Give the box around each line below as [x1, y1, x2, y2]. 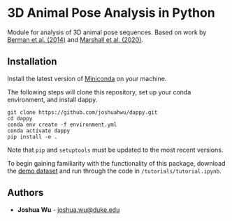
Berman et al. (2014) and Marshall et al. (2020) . [7, 35, 143, 43]
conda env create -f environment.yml [7, 121, 117, 128]
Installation [7, 56, 57, 68]
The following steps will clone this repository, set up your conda [7, 87, 191, 96]
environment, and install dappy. [7, 95, 98, 104]
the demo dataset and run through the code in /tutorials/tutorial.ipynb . [7, 166, 222, 175]
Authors [7, 187, 44, 199]
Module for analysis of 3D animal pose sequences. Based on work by [7, 28, 207, 36]
